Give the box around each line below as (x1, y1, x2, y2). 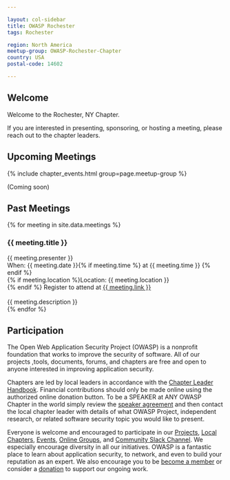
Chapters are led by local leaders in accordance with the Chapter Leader (7, 378, 213, 386)
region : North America (7, 41, 72, 48)
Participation (7, 325, 64, 336)
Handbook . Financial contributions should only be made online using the (7, 386, 212, 394)
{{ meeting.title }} (7, 238, 67, 248)
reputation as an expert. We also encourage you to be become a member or (7, 457, 222, 466)
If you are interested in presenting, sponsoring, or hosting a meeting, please (7, 123, 222, 132)
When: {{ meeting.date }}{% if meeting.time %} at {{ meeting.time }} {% (7, 261, 211, 269)
